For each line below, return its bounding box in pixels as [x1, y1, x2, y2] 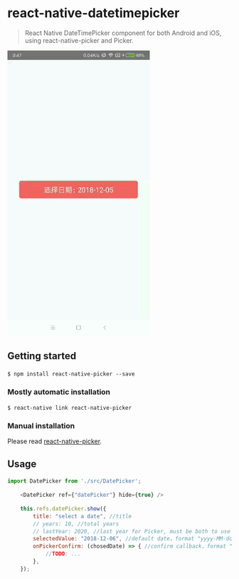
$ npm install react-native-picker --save [7, 370, 135, 378]
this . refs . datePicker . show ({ [20, 505, 107, 512]
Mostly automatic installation [7, 387, 111, 397]
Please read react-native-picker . [7, 437, 102, 445]
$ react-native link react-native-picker [7, 405, 132, 412]
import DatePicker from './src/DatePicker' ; [7, 478, 142, 485]
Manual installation [7, 421, 75, 431]
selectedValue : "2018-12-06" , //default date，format [33, 535, 195, 543]
